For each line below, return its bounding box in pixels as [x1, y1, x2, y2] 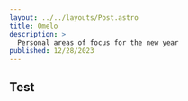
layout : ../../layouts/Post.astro [9, 13, 139, 22]
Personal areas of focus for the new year [17, 38, 179, 47]
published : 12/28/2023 [9, 46, 94, 55]
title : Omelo [9, 21, 58, 30]
